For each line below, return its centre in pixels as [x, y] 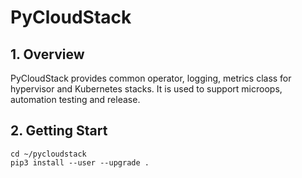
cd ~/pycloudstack [48, 154]
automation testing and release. [75, 99]
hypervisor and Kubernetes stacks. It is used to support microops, [146, 89]
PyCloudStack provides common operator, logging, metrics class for [151, 78]
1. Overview [47, 54]
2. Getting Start [59, 131]
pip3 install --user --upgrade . [80, 162]
